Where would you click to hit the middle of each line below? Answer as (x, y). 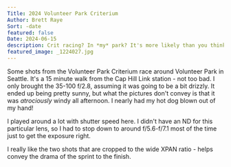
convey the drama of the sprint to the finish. (69, 156)
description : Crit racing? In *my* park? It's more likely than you (107, 45)
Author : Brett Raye (35, 20)
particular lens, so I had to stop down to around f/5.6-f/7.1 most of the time (112, 129)
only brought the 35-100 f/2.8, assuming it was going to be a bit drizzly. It (111, 86)
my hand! (20, 108)
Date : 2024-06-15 (32, 39)
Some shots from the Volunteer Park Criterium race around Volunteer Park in (115, 71)
